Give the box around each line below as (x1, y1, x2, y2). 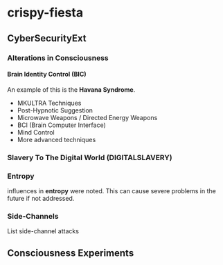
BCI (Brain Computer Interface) (17, 121, 106, 129)
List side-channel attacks (7, 227, 80, 235)
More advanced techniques (17, 135, 96, 144)
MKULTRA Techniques (17, 99, 82, 107)
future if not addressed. (7, 194, 75, 202)
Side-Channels (7, 211, 59, 221)
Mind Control (17, 128, 55, 136)
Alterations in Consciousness (7, 53, 109, 63)
